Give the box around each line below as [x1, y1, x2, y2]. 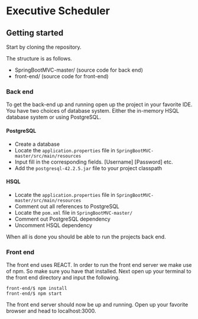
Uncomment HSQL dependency [14, 221, 93, 229]
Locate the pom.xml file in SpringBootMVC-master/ [14, 209, 133, 216]
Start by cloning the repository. [6, 43, 82, 50]
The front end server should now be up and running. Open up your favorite [6, 301, 189, 308]
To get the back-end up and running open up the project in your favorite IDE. [6, 101, 193, 108]
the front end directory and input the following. [6, 274, 120, 281]
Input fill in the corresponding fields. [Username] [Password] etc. [14, 158, 173, 165]
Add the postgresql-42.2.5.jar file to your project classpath [14, 164, 163, 171]
